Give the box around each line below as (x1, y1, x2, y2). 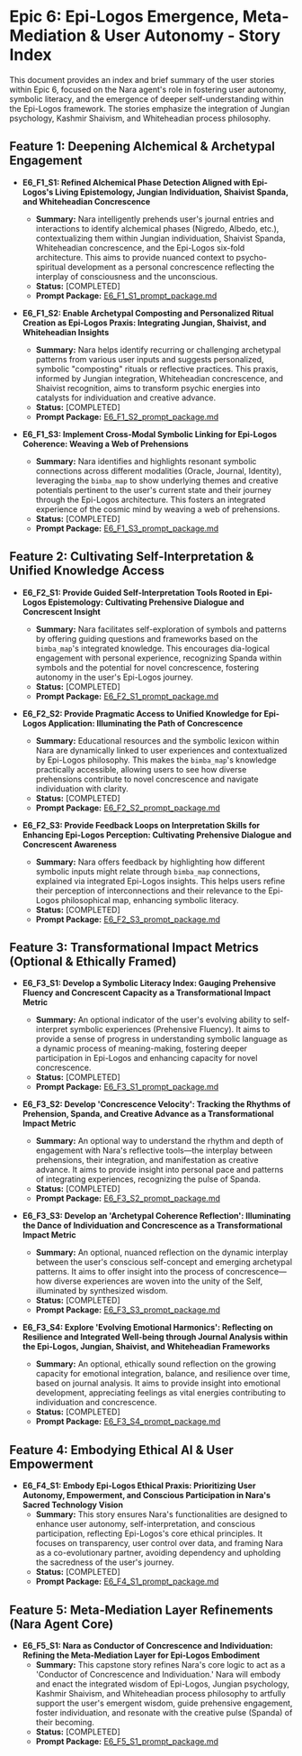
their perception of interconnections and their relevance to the (35, 885, 267, 896)
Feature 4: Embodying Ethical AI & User (9, 1442, 234, 1458)
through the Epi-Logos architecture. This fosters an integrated (35, 494, 266, 505)
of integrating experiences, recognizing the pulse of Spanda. (35, 1174, 262, 1184)
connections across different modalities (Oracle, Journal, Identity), (35, 465, 282, 476)
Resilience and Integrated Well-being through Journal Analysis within (22, 1331, 289, 1342)
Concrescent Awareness (22, 838, 117, 849)
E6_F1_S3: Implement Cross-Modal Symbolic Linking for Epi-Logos (22, 428, 277, 439)
